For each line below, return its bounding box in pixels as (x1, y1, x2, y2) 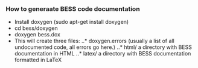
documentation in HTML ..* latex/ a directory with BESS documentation (14, 50, 191, 57)
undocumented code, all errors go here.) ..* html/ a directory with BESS (14, 44, 193, 51)
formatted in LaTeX (14, 56, 62, 64)
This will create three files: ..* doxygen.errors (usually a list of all (14, 38, 174, 45)
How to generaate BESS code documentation (5, 5, 140, 13)
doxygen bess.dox (14, 31, 61, 38)
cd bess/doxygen (14, 24, 58, 32)
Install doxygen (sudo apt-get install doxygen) (14, 18, 129, 26)
